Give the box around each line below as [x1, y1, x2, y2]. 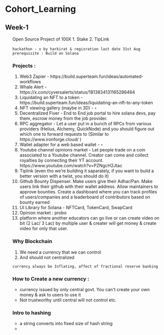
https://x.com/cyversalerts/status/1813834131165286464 [19, 89, 135, 95]
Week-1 [5, 23, 29, 32]
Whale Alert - [19, 84, 47, 90]
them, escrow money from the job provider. [19, 115, 107, 121]
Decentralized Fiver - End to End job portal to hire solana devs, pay [19, 110, 156, 116]
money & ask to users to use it [19, 292, 81, 298]
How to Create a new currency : [12, 275, 90, 282]
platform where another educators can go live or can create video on [19, 215, 160, 221]
